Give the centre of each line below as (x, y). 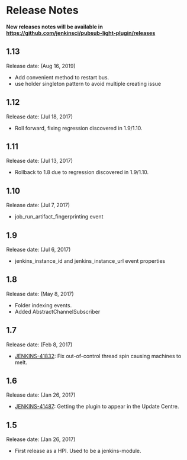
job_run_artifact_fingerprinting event (59, 217)
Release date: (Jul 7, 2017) (38, 205)
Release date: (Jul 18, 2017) (39, 117)
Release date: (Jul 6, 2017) (38, 250)
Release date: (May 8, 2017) (40, 294)
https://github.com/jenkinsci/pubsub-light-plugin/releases (81, 33)
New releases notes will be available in (55, 27)
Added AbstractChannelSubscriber (57, 311)
